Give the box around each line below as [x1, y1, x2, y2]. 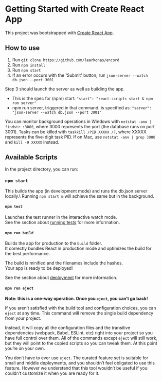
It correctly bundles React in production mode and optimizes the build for [5, 245, 152, 251]
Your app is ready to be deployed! [5, 265, 73, 271]
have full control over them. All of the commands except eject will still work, [5, 335, 158, 341]
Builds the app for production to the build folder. [5, 241, 103, 246]
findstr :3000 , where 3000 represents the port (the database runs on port [5, 123, 155, 129]
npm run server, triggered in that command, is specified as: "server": [12, 104, 152, 110]
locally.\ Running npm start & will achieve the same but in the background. [5, 193, 154, 199]
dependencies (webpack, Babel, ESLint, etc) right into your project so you [5, 330, 153, 336]
